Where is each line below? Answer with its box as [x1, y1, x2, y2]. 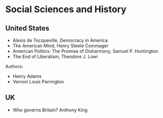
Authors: [5, 64, 23, 69]
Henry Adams [12, 73, 42, 79]
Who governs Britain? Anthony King [12, 107, 88, 113]
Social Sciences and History [5, 4, 127, 15]
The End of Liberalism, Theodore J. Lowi [12, 53, 98, 60]
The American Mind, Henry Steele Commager [12, 43, 108, 49]
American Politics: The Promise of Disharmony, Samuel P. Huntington [12, 48, 158, 54]
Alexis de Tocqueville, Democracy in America [12, 37, 108, 43]
